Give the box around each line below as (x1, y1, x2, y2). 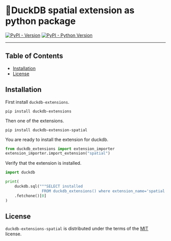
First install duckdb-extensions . (5, 99, 70, 105)
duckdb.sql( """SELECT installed (14, 184, 83, 189)
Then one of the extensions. (5, 117, 65, 124)
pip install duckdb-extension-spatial (5, 127, 88, 133)
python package (5, 15, 76, 27)
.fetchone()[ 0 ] (14, 193, 47, 198)
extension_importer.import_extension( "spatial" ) (5, 151, 110, 156)
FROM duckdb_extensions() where (41, 188, 110, 194)
